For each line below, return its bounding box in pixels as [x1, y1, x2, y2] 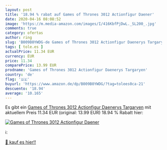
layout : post [5, 7, 32, 12]
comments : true [5, 26, 37, 31]
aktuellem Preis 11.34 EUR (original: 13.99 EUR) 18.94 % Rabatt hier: [5, 110, 143, 116]
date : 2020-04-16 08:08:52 [5, 16, 61, 21]
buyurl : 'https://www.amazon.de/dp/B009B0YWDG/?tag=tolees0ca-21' [5, 81, 146, 86]
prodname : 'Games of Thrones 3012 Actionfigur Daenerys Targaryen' [5, 68, 148, 73]
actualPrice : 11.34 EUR [5, 49, 55, 54]
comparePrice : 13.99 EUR [5, 63, 57, 68]
